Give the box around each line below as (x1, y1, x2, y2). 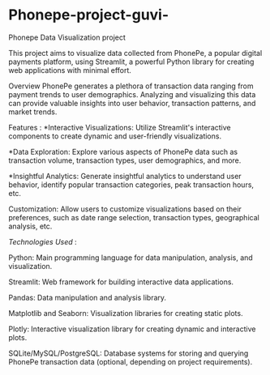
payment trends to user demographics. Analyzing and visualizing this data (8, 89, 256, 99)
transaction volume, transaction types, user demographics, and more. (8, 156, 242, 165)
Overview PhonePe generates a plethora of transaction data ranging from (8, 81, 254, 91)
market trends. (8, 107, 58, 117)
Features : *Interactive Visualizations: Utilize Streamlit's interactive (8, 122, 231, 132)
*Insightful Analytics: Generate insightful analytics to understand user (8, 171, 242, 181)
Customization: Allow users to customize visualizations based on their (8, 204, 242, 214)
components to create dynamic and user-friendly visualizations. (8, 131, 221, 141)
